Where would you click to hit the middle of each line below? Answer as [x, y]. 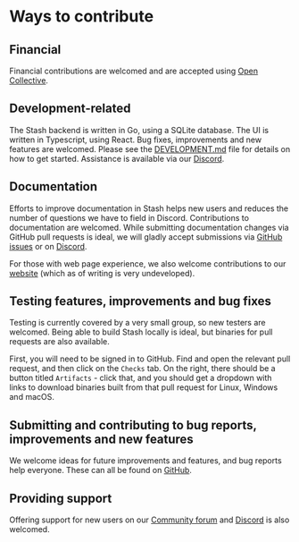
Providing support [61, 498]
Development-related [70, 109]
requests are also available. [59, 342]
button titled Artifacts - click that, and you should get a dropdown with [141, 378]
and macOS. [32, 397]
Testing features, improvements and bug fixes [141, 301]
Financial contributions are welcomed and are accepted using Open [134, 71]
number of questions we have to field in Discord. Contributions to [129, 217]
